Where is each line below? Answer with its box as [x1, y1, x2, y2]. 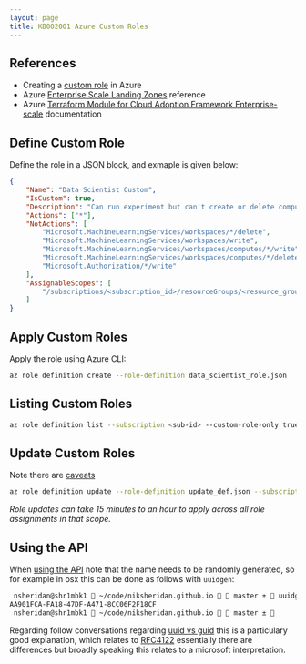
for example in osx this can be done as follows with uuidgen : [9, 574, 235, 584]
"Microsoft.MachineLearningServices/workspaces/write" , [42, 236, 259, 246]
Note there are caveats [9, 470, 96, 481]
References [9, 56, 76, 71]
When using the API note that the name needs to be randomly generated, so [9, 564, 295, 575]
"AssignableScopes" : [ [25, 279, 112, 288]
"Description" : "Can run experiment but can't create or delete [25, 202, 275, 211]
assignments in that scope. [9, 514, 112, 525]
